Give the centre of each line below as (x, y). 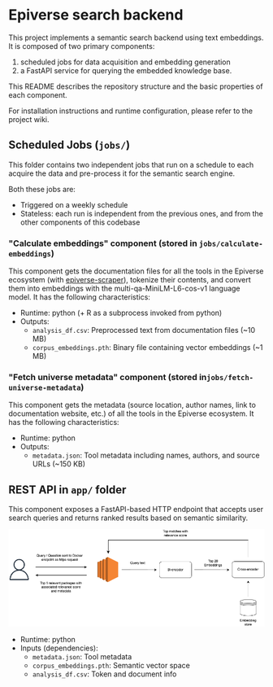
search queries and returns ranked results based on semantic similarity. (128, 518)
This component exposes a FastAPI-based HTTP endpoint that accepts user (136, 510)
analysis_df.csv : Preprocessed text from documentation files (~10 (144, 330)
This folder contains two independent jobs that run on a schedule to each (131, 164)
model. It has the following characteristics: (79, 297)
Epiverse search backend (96, 15)
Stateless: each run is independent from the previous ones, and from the (142, 213)
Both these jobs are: (42, 189)
